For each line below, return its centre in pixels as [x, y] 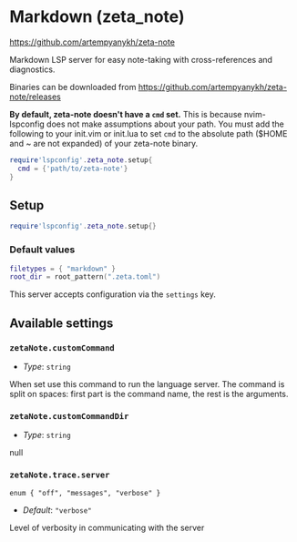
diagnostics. [32, 69]
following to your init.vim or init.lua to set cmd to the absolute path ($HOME [148, 133]
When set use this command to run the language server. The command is [147, 383]
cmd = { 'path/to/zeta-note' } [73, 169]
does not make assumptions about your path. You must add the [166, 124]
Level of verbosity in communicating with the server [107, 527]
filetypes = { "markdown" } [63, 269]
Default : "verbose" [57, 510]
